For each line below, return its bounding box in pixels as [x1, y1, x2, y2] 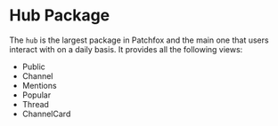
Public [21, 61, 46, 72]
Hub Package [9, 5, 110, 26]
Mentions [21, 80, 57, 91]
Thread [21, 98, 49, 109]
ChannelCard [21, 108, 71, 119]
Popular [21, 90, 52, 100]
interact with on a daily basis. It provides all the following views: [9, 43, 243, 54]
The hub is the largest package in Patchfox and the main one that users [9, 35, 269, 45]
